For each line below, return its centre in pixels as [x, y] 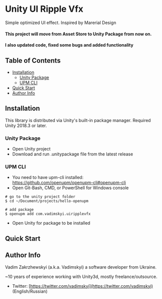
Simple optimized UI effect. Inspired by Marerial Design [61, 23]
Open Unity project [31, 149]
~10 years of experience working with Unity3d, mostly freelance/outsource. [81, 276]
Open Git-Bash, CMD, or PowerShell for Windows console [70, 188]
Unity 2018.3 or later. [26, 125]
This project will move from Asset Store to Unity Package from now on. [78, 34]
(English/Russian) [30, 291]
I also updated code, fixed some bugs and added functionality [69, 45]
